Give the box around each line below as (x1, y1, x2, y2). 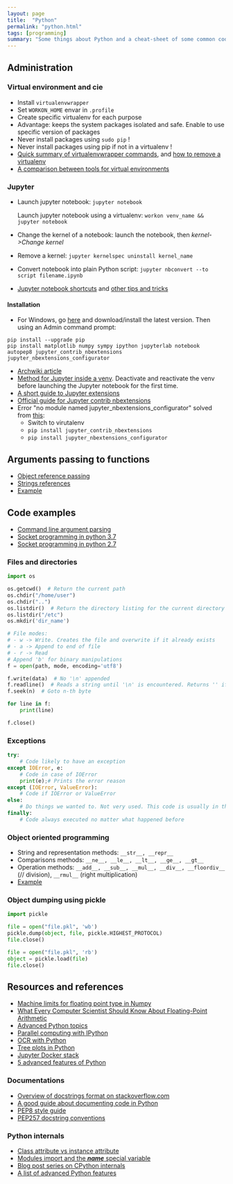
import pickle (7, 911, 49, 918)
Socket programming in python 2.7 (17, 539, 116, 548)
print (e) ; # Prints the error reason (19, 777, 126, 784)
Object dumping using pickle (7, 895, 106, 904)
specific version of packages (17, 128, 101, 136)
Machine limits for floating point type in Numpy (17, 999, 152, 1008)
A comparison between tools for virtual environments (17, 164, 170, 173)
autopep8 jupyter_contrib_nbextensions (7, 348, 123, 356)
